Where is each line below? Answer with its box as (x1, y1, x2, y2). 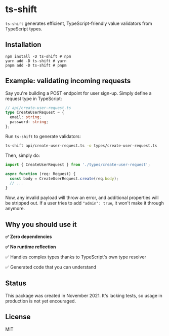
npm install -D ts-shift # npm (5, 54, 71, 59)
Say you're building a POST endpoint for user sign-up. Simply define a (5, 90, 152, 96)
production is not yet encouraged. (5, 298, 76, 304)
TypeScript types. (5, 25, 43, 31)
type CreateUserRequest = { (5, 110, 65, 115)
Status (5, 279, 27, 288)
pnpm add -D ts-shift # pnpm (5, 62, 67, 68)
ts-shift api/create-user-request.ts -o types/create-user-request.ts (5, 143, 157, 148)
